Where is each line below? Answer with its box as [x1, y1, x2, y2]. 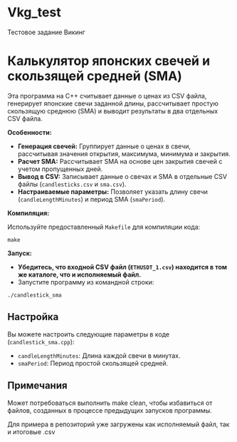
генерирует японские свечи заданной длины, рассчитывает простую [7, 99, 219, 108]
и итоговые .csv [7, 427, 56, 436]
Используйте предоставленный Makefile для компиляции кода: [7, 222, 201, 231]
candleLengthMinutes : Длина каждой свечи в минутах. [17, 351, 181, 360]
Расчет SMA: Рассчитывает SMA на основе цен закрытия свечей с [17, 157, 223, 165]
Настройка [7, 311, 59, 323]
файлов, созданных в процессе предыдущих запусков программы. [7, 406, 212, 414]
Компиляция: [7, 208, 50, 217]
